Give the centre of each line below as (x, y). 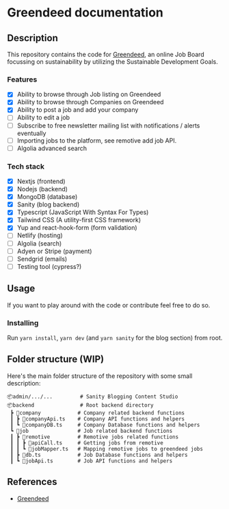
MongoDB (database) (47, 197)
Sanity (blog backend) (48, 204)
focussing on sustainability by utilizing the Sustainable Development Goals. (113, 62)
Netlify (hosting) (40, 235)
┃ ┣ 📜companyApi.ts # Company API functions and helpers (97, 419)
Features (22, 79)
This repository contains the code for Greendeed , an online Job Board (106, 54)
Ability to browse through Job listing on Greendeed (89, 95)
